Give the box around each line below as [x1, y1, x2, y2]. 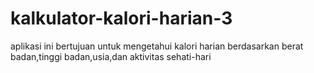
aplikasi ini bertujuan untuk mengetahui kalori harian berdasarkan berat [10, 40, 304, 52]
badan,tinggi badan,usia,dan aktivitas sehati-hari [10, 50, 212, 62]
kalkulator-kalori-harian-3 [10, 7, 233, 30]
